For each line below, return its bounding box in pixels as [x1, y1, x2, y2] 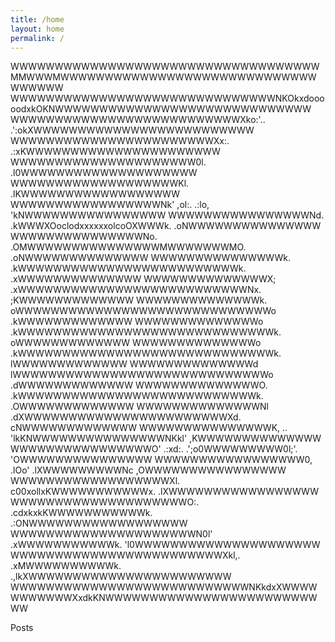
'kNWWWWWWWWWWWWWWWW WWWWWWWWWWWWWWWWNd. [10, 209, 325, 221]
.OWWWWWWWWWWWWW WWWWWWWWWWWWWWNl [10, 401, 270, 413]
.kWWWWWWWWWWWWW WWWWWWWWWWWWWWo [10, 316, 264, 328]
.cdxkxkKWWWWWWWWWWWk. [10, 507, 153, 519]
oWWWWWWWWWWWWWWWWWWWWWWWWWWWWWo [10, 305, 277, 317]
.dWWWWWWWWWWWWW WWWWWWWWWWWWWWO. [10, 379, 268, 391]
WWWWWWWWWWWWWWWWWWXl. [10, 475, 181, 487]
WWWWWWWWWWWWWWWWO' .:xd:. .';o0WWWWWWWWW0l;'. [10, 443, 298, 455]
